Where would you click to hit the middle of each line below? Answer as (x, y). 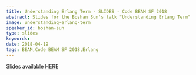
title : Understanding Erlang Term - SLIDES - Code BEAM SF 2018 (87, 11)
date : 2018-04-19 (27, 45)
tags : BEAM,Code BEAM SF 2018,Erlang (52, 50)
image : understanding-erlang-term (49, 22)
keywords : (18, 39)
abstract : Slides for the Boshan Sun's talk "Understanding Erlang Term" (99, 17)
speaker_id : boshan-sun (35, 28)
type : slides (22, 33)
